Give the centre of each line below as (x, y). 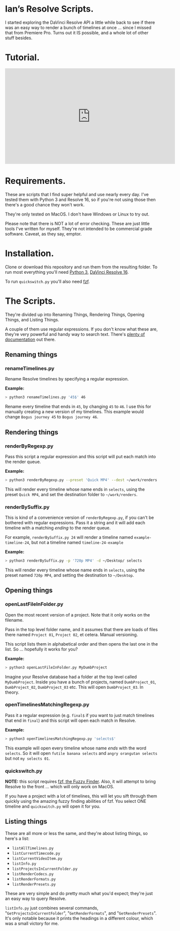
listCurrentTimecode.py (36, 853)
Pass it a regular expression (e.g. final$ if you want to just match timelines (80, 715)
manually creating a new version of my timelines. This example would (74, 412)
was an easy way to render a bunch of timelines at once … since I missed (78, 27)
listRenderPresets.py (34, 884)
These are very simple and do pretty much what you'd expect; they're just (79, 893)
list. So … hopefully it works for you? (41, 649)
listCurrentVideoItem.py (37, 858)
